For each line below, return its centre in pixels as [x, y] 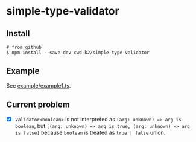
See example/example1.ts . [39, 85]
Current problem [38, 105]
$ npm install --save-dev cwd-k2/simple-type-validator [78, 53]
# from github [24, 47]
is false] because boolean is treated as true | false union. [90, 132]
